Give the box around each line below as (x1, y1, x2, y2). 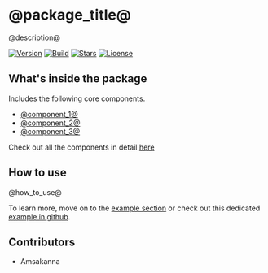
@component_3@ (20, 126, 81, 136)
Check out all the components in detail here (8, 142, 155, 152)
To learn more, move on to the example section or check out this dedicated (8, 203, 261, 213)
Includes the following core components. (8, 93, 146, 103)
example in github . (8, 211, 71, 221)
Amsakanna (20, 257, 60, 266)
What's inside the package (8, 71, 147, 86)
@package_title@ (8, 6, 132, 24)
